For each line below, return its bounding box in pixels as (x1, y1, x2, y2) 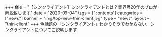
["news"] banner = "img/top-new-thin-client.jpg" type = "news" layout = (5, 16, 150, 21)
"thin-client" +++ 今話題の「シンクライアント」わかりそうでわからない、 (5, 21, 150, 27)
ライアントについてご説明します (13, 27, 78, 32)
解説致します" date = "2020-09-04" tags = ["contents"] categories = (5, 10, 143, 16)
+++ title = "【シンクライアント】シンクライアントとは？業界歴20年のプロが (5, 4, 158, 9)
